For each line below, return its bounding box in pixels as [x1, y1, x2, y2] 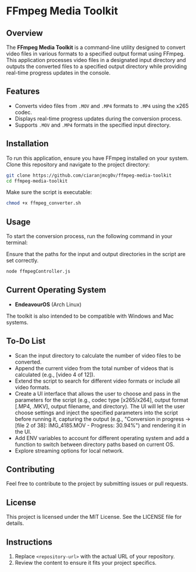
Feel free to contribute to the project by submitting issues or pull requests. [6, 480, 188, 487]
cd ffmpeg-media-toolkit [6, 178, 68, 184]
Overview [6, 28, 43, 38]
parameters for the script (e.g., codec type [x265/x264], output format [14, 396, 189, 404]
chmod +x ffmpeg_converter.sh [6, 200, 82, 207]
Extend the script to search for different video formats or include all [14, 377, 181, 385]
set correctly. [6, 257, 39, 264]
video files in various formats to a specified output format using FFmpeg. [6, 50, 185, 57]
